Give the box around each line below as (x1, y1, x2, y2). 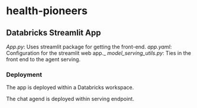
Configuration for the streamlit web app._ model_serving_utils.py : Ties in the (6, 50, 191, 57)
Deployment (6, 70, 43, 78)
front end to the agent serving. (6, 56, 81, 63)
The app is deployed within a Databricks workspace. (6, 84, 134, 91)
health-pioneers (6, 4, 88, 18)
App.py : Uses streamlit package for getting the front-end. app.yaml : (6, 43, 172, 50)
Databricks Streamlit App (6, 28, 101, 38)
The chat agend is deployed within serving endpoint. (6, 96, 134, 103)
